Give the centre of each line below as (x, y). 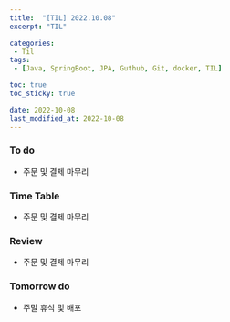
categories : (32, 43)
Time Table (35, 196)
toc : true (28, 85)
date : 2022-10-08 (42, 110)
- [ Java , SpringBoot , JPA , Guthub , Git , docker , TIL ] (118, 69)
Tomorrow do (40, 286)
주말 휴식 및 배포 (52, 307)
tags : (20, 60)
